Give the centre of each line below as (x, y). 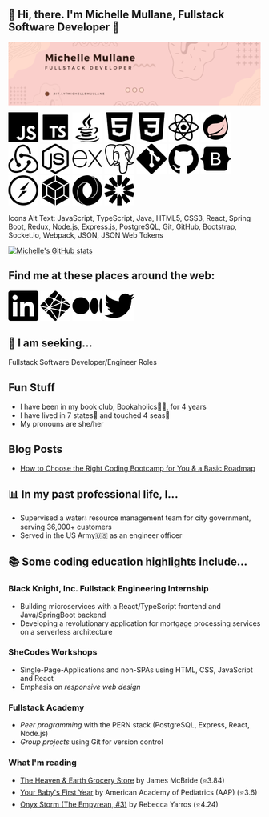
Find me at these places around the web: (112, 276)
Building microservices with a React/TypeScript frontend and (120, 606)
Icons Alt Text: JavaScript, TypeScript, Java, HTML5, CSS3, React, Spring (130, 218)
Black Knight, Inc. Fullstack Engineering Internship (109, 589)
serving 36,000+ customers (66, 527)
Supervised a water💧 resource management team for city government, (135, 518)
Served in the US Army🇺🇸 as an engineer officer (101, 535)
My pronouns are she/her (62, 424)
